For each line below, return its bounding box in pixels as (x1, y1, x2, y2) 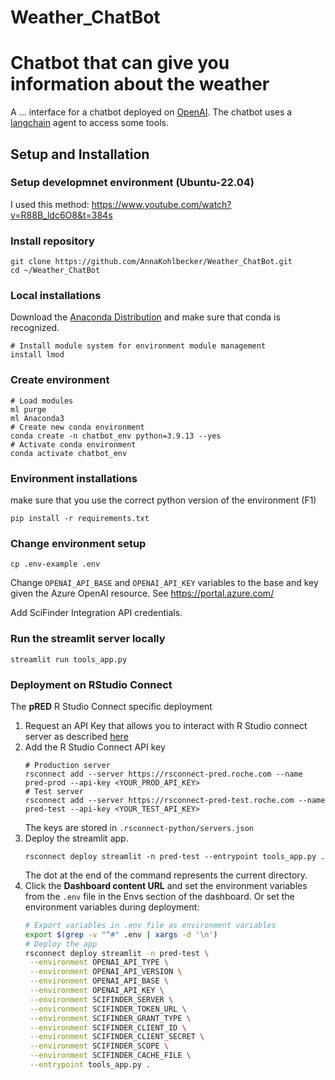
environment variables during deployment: (24, 901, 200, 913)
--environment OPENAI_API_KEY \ (29, 986, 165, 996)
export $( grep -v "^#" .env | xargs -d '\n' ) (24, 929, 218, 940)
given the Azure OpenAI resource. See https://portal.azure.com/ (10, 587, 275, 600)
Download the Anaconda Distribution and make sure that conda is (10, 311, 281, 323)
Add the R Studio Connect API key (24, 741, 166, 753)
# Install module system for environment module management (10, 341, 267, 351)
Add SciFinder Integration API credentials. (10, 607, 183, 619)
